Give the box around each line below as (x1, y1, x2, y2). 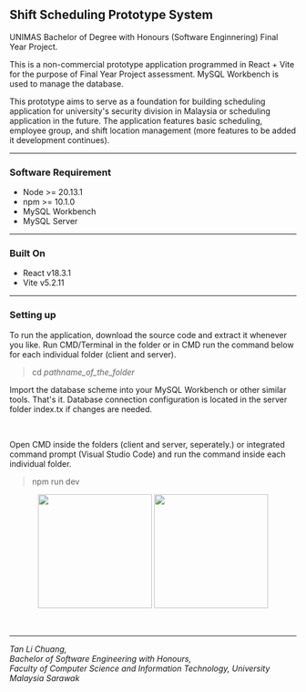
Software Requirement (9, 166, 112, 179)
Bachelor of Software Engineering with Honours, (9, 653, 192, 664)
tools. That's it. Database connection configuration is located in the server (9, 394, 288, 405)
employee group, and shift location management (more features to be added (9, 125, 297, 136)
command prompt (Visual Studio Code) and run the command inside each (9, 449, 286, 460)
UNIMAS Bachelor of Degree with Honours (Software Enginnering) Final (9, 31, 279, 42)
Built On (9, 247, 46, 260)
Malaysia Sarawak (9, 672, 80, 683)
